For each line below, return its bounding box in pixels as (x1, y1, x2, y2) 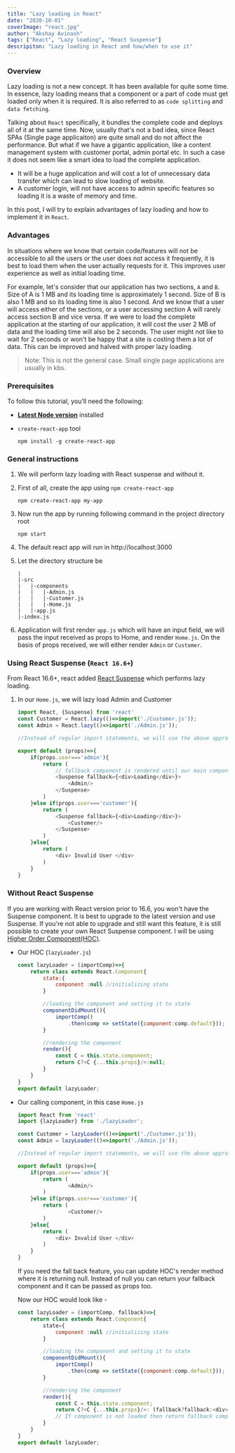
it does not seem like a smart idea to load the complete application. (7, 156, 201, 164)
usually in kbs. (24, 363, 67, 372)
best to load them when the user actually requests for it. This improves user (7, 261, 226, 269)
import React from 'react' (17, 1111, 97, 1119)
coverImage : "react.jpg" (7, 23, 80, 30)
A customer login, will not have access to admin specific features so (17, 184, 215, 193)
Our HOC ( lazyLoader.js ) (17, 948, 91, 956)
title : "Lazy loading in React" (7, 10, 102, 18)
